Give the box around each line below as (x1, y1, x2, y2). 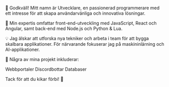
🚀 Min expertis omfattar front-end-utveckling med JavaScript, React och (5, 20, 157, 26)
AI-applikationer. (5, 46, 40, 52)
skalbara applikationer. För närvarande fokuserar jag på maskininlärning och (5, 41, 164, 47)
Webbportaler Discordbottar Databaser (5, 66, 87, 72)
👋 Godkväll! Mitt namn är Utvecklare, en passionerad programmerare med (5, 5, 160, 11)
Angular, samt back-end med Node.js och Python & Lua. (5, 25, 123, 32)
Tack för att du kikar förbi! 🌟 (5, 76, 64, 82)
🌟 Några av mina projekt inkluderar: (5, 56, 80, 62)
